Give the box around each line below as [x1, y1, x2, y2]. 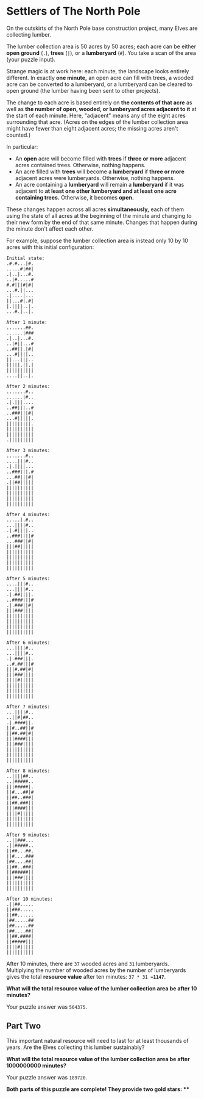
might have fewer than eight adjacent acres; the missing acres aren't [6, 124, 178, 132]
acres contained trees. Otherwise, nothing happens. [15, 161, 146, 168]
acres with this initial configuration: [6, 243, 94, 251]
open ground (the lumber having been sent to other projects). [6, 87, 160, 94]
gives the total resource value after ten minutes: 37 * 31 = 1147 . [6, 973, 166, 980]
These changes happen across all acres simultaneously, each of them [6, 206, 185, 213]
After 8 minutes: [6, 768, 51, 774]
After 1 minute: [6, 319, 47, 325]
